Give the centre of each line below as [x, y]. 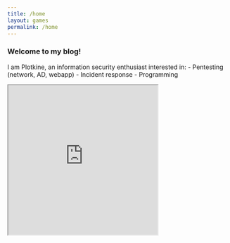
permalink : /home [33, 27]
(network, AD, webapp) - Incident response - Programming [93, 74]
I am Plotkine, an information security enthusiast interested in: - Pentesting [115, 67]
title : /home [26, 14]
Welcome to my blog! [44, 51]
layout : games [28, 20]
